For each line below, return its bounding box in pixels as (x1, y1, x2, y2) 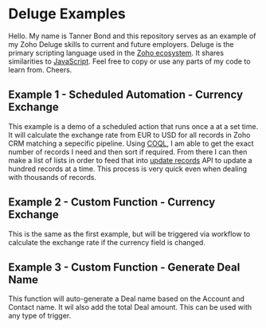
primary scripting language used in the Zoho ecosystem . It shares (8, 48, 225, 57)
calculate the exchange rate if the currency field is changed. (8, 237, 205, 247)
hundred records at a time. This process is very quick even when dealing (8, 164, 248, 174)
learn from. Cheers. (8, 64, 72, 74)
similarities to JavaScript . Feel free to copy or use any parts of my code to (8, 57, 251, 66)
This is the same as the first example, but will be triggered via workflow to (8, 228, 251, 239)
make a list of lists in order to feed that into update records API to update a (8, 155, 252, 165)
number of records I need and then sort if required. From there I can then (8, 146, 248, 156)
